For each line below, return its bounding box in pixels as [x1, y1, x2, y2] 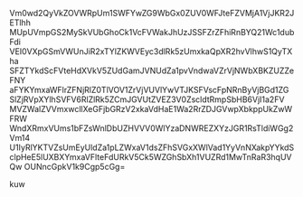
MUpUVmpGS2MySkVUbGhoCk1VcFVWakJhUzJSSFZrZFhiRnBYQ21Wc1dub [9, 27, 295, 37]
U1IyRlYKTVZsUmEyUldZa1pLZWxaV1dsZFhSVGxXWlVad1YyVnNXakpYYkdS [9, 142, 295, 153]
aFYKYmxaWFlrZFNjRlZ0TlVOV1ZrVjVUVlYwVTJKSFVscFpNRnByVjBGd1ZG [9, 85, 289, 95]
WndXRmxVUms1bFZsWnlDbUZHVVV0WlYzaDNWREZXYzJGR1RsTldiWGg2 [9, 123, 294, 134]
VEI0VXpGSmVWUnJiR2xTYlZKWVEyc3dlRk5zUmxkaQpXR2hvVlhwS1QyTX [9, 46, 293, 57]
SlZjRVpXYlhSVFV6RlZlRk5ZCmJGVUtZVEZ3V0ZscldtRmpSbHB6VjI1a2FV [9, 94, 285, 105]
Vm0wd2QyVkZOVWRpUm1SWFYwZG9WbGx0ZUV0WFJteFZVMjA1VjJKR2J [9, 8, 295, 18]
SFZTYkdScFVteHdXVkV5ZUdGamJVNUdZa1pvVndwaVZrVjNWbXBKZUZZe [9, 65, 295, 76]
